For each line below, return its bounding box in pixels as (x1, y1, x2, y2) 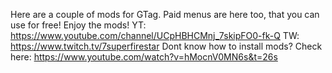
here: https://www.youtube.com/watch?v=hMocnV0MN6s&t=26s (10, 51, 278, 63)
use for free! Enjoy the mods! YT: (10, 19, 147, 31)
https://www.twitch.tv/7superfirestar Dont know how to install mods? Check (10, 40, 323, 52)
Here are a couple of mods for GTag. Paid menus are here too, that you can (10, 9, 320, 20)
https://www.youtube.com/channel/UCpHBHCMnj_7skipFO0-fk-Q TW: (10, 30, 300, 41)
